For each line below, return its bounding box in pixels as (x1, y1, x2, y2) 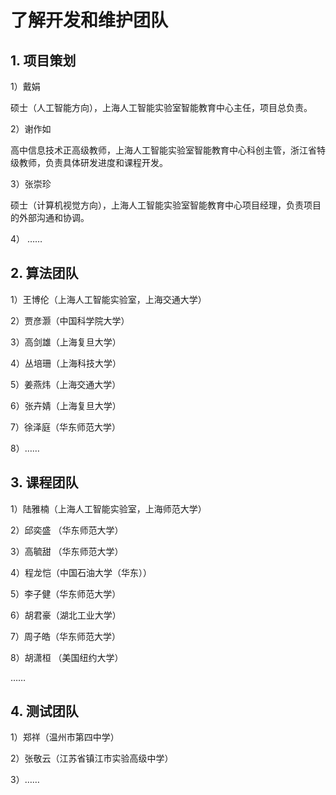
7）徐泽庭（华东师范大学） (10, 421, 121, 433)
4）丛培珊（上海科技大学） (10, 357, 122, 369)
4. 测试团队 (10, 703, 79, 720)
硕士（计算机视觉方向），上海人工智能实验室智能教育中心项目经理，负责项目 (10, 199, 322, 211)
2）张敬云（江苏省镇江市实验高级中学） (10, 752, 174, 765)
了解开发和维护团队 (10, 9, 169, 32)
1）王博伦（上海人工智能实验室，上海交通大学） (10, 293, 207, 305)
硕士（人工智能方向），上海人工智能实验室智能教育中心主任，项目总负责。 (10, 102, 313, 113)
